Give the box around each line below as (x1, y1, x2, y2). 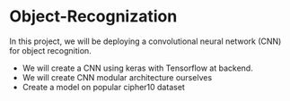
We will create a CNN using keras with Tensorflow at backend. (22, 63, 253, 73)
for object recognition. (9, 45, 92, 55)
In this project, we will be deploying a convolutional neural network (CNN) (9, 36, 282, 46)
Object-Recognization (9, 6, 178, 27)
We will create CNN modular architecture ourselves (22, 72, 213, 82)
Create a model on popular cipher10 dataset (22, 81, 186, 92)
